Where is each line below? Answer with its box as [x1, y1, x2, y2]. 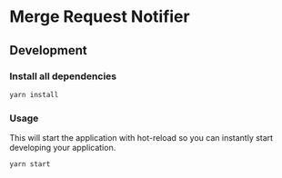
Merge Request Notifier [9, 6, 190, 27]
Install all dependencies [9, 70, 116, 83]
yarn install [9, 90, 59, 99]
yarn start [9, 160, 51, 169]
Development [9, 43, 88, 58]
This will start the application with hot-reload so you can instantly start [9, 133, 274, 143]
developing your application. [9, 143, 116, 153]
